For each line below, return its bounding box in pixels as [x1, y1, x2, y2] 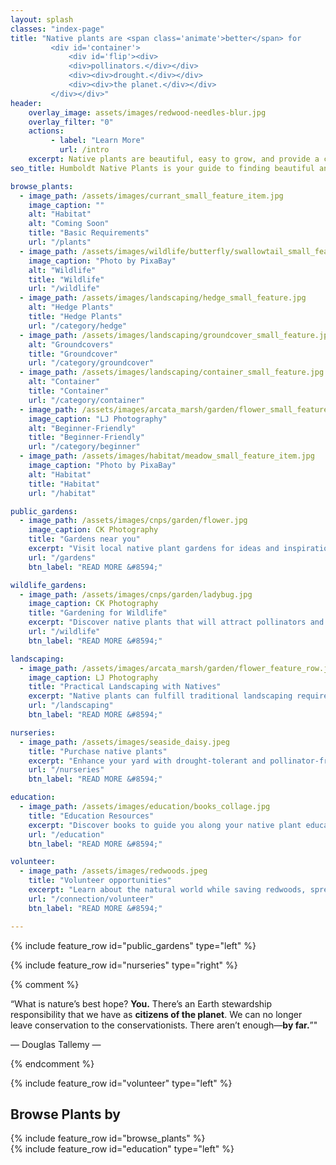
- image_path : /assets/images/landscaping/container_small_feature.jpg [19, 367, 325, 378]
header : [10, 98, 43, 108]
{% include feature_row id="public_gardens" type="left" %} [10, 939, 257, 951]
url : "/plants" [28, 237, 92, 247]
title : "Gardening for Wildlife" [28, 608, 168, 618]
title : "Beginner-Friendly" [28, 432, 145, 443]
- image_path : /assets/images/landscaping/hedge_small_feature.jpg [19, 293, 307, 303]
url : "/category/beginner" [28, 442, 141, 452]
